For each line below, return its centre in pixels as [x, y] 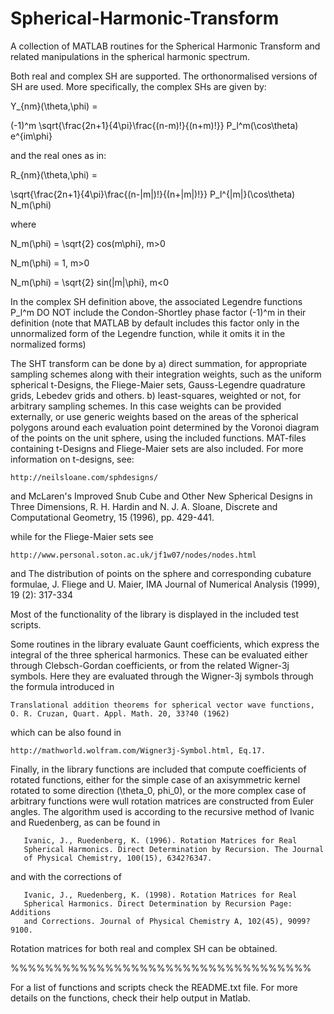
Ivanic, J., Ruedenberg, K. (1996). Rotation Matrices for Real [160, 840]
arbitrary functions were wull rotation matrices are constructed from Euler [162, 801]
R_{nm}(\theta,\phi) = [54, 174]
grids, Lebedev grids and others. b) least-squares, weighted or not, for [156, 395]
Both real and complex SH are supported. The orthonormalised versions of [164, 76]
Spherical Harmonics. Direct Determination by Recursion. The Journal [174, 849]
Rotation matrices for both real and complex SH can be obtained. [144, 948]
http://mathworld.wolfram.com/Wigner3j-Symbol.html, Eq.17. [138, 750]
